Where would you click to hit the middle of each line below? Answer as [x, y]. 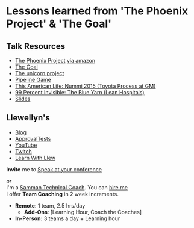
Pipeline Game [33, 80]
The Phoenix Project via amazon [55, 60]
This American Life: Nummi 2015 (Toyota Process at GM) [85, 86]
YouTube [26, 145]
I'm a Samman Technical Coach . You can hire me [67, 187]
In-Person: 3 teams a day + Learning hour [67, 218]
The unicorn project [39, 73]
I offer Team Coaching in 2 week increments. [62, 194]
